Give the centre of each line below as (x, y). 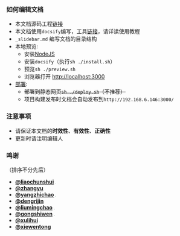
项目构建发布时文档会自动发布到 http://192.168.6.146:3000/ (99, 99)
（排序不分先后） (27, 170)
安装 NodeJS (40, 54)
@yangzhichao (34, 194)
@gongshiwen (34, 214)
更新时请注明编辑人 (39, 138)
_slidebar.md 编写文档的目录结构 (56, 39)
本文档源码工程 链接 (39, 24)
